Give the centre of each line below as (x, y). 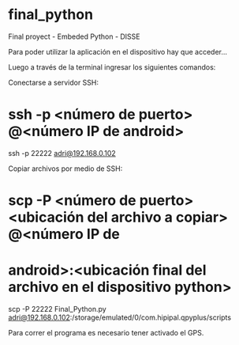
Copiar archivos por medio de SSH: (65, 169)
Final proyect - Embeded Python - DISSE (74, 36)
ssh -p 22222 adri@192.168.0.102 (62, 153)
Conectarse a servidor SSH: (53, 82)
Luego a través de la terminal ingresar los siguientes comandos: (112, 67)
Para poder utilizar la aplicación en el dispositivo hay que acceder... (118, 51)
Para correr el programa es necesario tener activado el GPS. (106, 333)
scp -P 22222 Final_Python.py (57, 309)
